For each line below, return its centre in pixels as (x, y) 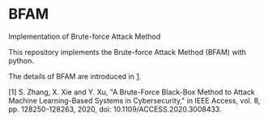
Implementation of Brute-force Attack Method (85, 36)
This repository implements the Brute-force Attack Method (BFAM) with (128, 52)
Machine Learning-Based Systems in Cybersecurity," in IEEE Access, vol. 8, (134, 100)
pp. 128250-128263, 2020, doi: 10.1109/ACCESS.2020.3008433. (115, 109)
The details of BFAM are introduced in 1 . (75, 76)
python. (21, 61)
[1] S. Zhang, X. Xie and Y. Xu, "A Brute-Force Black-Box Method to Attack (132, 92)
